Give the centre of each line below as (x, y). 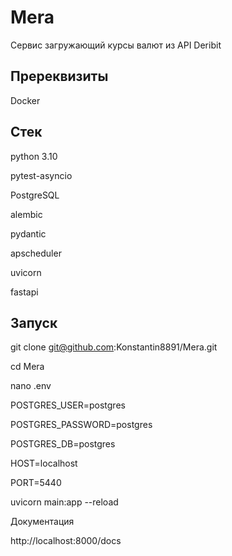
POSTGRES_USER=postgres (68, 405)
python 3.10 (34, 156)
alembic (26, 214)
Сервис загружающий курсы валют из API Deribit (116, 45)
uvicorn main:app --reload (64, 502)
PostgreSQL (35, 195)
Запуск (34, 322)
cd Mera (27, 367)
